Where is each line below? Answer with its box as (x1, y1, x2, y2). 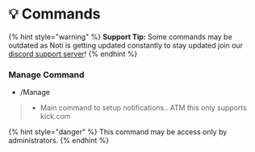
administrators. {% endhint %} (8, 136, 110, 146)
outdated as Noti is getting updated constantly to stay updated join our (8, 40, 244, 50)
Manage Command (8, 69, 85, 80)
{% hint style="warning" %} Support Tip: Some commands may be (8, 31, 232, 41)
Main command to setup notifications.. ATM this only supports (40, 103, 248, 113)
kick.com (40, 112, 71, 121)
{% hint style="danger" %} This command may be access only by (8, 127, 228, 137)
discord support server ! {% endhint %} (8, 49, 138, 59)
